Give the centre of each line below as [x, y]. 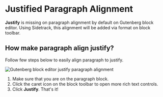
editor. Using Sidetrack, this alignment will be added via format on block [78, 27]
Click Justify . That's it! [35, 89]
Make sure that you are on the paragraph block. [60, 78]
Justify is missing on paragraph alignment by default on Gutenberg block [79, 22]
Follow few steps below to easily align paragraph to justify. [64, 60]
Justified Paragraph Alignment [69, 9]
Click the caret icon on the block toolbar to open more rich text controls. [85, 84]
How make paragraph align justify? [60, 48]
